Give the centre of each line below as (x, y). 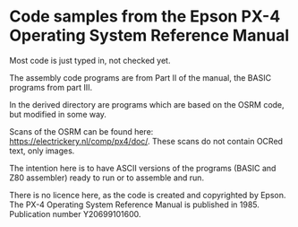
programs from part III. (51, 87)
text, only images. (42, 151)
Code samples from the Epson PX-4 (145, 17)
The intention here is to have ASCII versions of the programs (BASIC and (143, 168)
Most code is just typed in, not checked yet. (90, 60)
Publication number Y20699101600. (75, 214)
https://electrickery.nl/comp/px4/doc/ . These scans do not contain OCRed (146, 141)
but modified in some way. (58, 114)
